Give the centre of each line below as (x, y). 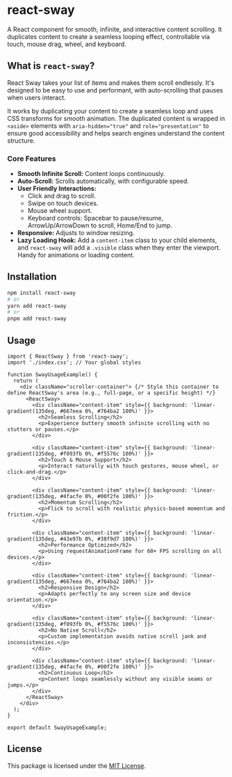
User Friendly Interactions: (57, 189)
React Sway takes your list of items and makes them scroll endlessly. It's (111, 83)
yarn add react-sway (37, 306)
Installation (32, 277)
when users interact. (36, 97)
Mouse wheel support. (60, 211)
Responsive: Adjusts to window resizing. (76, 233)
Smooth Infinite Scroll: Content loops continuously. (91, 174)
